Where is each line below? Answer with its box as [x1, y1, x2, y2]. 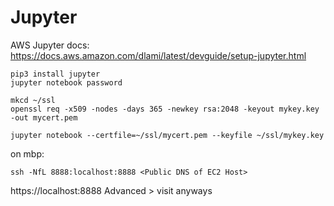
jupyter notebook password [10, 77, 123, 88]
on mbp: [10, 147, 45, 160]
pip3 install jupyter [10, 69, 101, 79]
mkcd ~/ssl [10, 95, 56, 105]
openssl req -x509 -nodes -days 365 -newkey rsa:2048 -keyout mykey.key [10, 104, 320, 114]
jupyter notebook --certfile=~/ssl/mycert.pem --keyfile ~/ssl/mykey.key [10, 130, 325, 140]
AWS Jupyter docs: [10, 39, 90, 51]
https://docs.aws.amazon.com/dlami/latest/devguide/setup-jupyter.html [10, 49, 307, 61]
